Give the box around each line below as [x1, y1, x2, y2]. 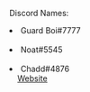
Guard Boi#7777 [21, 25, 81, 35]
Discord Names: [9, 8, 69, 18]
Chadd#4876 [21, 63, 70, 74]
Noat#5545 [21, 44, 63, 55]
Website [17, 73, 48, 84]
